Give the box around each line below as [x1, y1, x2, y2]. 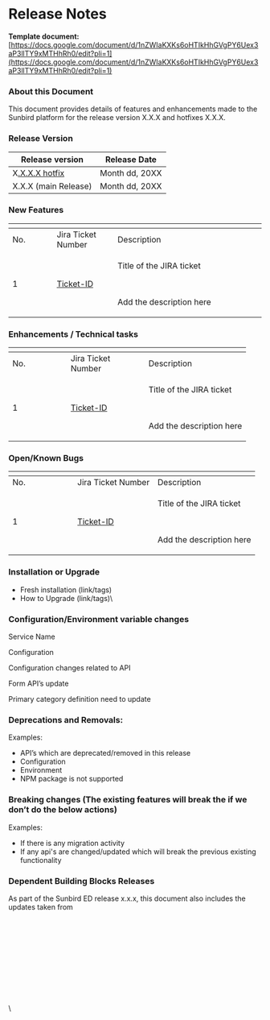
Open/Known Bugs [8, 453, 84, 464]
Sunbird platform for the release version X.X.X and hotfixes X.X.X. [8, 113, 227, 122]
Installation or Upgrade [8, 566, 100, 578]
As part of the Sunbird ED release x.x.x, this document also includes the [8, 894, 247, 903]
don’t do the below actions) [8, 804, 118, 815]
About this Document [8, 85, 94, 97]
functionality [19, 855, 62, 865]
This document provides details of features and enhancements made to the [8, 104, 258, 114]
